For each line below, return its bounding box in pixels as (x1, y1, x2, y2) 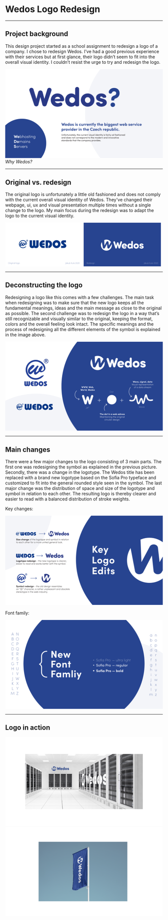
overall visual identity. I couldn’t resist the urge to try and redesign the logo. (5, 59, 161, 65)
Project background (5, 30, 68, 38)
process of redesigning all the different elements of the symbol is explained (5, 326, 161, 332)
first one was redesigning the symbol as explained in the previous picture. (5, 464, 157, 470)
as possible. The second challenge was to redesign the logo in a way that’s (5, 310, 159, 316)
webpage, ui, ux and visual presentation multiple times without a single (5, 202, 151, 208)
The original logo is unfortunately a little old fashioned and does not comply (5, 191, 161, 197)
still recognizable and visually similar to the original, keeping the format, (5, 316, 153, 322)
